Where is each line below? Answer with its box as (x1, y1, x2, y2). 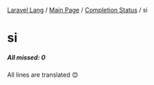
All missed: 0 (7, 53, 46, 62)
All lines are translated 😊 (7, 70, 79, 79)
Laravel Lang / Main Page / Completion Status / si (7, 6, 148, 14)
